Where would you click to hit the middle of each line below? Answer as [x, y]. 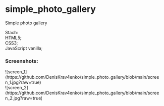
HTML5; [13, 38]
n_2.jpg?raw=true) [24, 98]
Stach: [12, 32]
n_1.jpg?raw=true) [23, 82]
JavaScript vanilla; [24, 48]
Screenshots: [22, 61]
